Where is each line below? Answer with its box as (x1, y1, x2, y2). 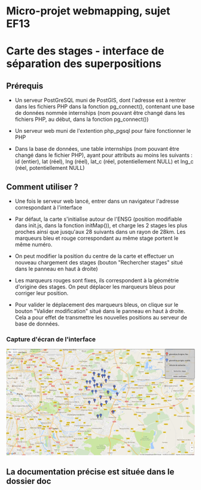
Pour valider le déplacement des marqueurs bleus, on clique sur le (14, 301, 178, 308)
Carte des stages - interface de (6, 44, 165, 58)
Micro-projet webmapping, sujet (6, 4, 170, 18)
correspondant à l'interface (14, 204, 83, 211)
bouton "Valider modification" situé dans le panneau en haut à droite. (14, 308, 185, 315)
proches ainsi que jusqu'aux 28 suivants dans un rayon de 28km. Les (14, 229, 186, 235)
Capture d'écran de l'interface (6, 335, 96, 343)
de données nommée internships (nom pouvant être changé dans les (14, 109, 185, 117)
